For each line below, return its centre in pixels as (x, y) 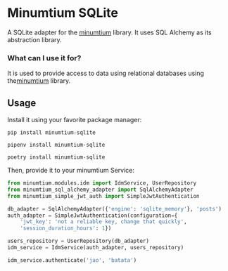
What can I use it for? (44, 58)
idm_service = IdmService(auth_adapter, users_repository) (96, 248)
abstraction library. (34, 39)
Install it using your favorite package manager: (75, 120)
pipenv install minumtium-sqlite (56, 145)
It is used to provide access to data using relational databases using (106, 73)
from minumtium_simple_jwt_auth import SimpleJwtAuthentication (103, 196)
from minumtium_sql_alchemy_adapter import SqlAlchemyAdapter (100, 190)
